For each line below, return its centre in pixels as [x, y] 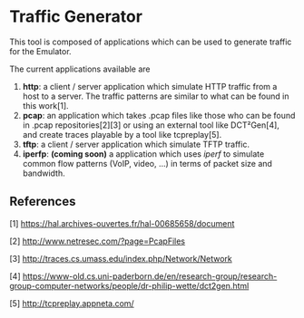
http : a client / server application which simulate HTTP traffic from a [150, 86]
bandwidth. [44, 173]
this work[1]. [46, 105]
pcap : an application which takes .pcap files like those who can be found [159, 115]
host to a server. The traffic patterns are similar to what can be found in [156, 96]
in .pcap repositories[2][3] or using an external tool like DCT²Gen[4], [151, 125]
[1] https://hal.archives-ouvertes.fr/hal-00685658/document [122, 223]
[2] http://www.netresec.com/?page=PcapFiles [98, 241]
